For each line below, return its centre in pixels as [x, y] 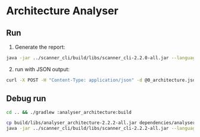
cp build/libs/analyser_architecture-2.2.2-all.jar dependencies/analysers [102, 123]
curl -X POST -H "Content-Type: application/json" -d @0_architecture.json [102, 80]
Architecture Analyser [62, 11]
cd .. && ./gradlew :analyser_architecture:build [69, 112]
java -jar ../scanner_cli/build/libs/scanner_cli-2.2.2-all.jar [87, 129]
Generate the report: [40, 47]
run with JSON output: [42, 69]
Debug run [26, 99]
